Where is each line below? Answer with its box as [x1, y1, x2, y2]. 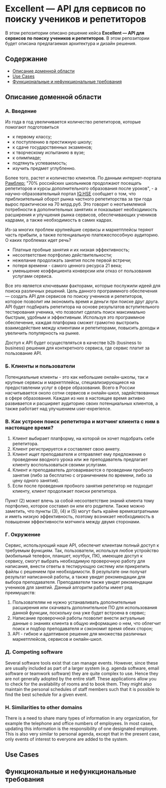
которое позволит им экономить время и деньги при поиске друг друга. [5, 298, 160, 305]
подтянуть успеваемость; [12, 160, 67, 166]
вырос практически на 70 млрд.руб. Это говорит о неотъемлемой [5, 201, 146, 207]
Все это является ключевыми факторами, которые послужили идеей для [5, 283, 161, 289]
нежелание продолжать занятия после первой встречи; [12, 257, 131, 263]
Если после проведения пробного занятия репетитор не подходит [12, 483, 154, 489]
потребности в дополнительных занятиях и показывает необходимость [5, 207, 158, 213]
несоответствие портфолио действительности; [12, 252, 112, 258]
